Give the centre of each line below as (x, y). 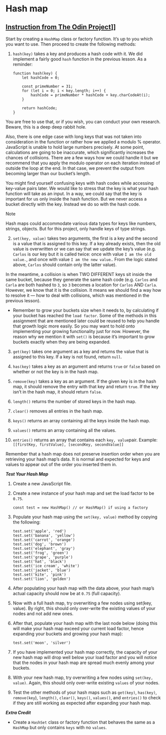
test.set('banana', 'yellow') (44, 535)
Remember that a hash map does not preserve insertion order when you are (83, 454)
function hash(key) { (35, 73)
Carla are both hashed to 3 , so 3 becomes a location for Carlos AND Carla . (82, 285)
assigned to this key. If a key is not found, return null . (67, 357)
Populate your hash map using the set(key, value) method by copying (85, 517)
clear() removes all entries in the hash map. (58, 411)
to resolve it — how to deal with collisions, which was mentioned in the (78, 295)
